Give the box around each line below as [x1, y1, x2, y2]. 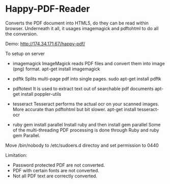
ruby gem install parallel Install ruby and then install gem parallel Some [12, 121, 161, 127]
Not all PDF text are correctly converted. [12, 173, 98, 179]
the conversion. [5, 31, 38, 37]
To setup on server [5, 50, 45, 57]
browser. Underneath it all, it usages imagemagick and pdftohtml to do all [5, 25, 159, 31]
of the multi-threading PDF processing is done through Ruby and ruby [12, 127, 159, 133]
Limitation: [5, 152, 27, 158]
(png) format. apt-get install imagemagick [12, 66, 100, 72]
